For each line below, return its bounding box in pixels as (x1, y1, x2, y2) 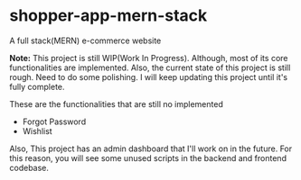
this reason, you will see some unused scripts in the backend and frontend (9, 152, 287, 163)
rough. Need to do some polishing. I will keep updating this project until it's (9, 71, 287, 82)
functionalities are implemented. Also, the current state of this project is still (9, 62, 291, 73)
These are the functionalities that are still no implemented (9, 98, 223, 109)
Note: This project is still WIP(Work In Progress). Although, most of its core (9, 52, 288, 63)
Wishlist (22, 125, 52, 136)
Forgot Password (22, 116, 87, 127)
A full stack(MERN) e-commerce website (9, 35, 162, 46)
